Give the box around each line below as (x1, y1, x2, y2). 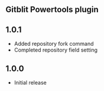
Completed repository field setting (14, 46, 98, 53)
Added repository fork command (14, 41, 94, 48)
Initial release (14, 79, 47, 86)
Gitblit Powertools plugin (5, 5, 99, 15)
